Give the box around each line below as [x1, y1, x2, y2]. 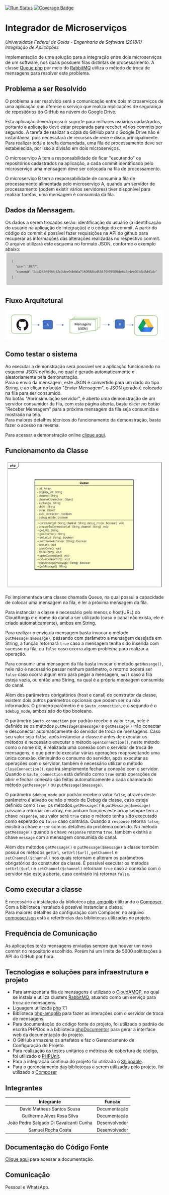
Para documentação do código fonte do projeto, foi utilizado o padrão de [12, 1021, 164, 1027]
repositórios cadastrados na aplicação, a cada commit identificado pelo [5, 160, 154, 166]
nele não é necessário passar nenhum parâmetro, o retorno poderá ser [5, 666, 152, 672]
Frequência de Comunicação [5, 929, 98, 938]
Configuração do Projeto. [12, 1043, 65, 1049]
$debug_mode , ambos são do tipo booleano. [5, 708, 93, 714]
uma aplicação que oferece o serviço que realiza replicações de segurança [5, 103, 161, 109]
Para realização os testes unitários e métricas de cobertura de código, [12, 1048, 158, 1054]
